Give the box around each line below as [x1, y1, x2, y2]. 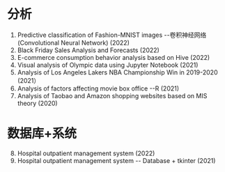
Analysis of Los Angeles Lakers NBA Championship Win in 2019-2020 [17, 68, 218, 77]
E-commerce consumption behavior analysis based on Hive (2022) [17, 53, 210, 61]
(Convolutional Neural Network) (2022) [17, 38, 130, 47]
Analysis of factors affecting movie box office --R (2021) [17, 84, 180, 93]
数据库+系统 [7, 126, 77, 141]
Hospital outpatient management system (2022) [17, 149, 155, 157]
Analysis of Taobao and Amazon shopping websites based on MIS [17, 91, 208, 100]
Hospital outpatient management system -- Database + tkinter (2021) [17, 156, 216, 164]
